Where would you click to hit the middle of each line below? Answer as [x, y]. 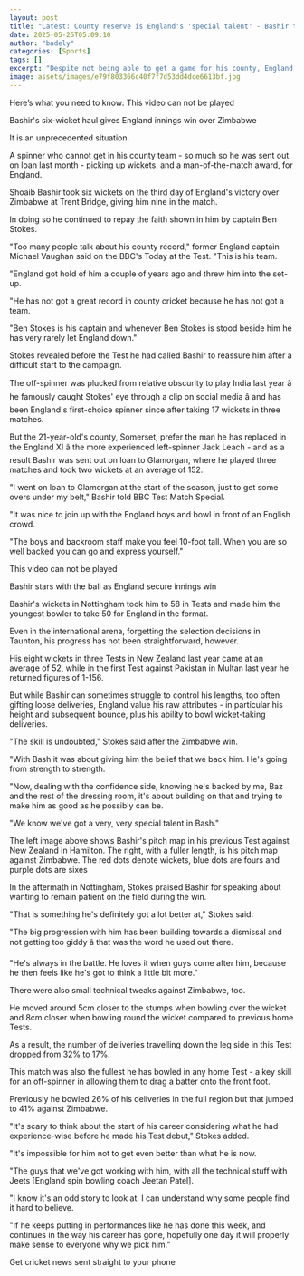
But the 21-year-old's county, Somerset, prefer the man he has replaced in [148, 437]
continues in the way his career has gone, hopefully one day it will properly [149, 1234]
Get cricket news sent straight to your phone [93, 1261]
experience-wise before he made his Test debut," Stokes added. [129, 1136]
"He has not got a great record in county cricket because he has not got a [147, 301]
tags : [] [26, 60]
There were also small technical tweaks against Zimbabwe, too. [128, 990]
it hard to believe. [42, 1207]
